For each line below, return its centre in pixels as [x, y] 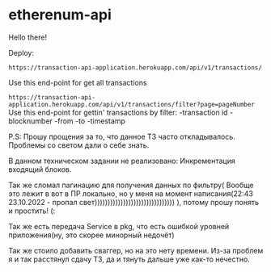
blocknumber [30, 121]
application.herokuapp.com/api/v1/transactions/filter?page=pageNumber [131, 104]
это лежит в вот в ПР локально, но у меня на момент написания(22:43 [131, 193]
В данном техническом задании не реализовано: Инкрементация [122, 161]
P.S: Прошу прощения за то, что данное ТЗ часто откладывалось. [122, 136]
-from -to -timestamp [89, 121]
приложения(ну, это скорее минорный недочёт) [92, 235]
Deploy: [21, 52]
